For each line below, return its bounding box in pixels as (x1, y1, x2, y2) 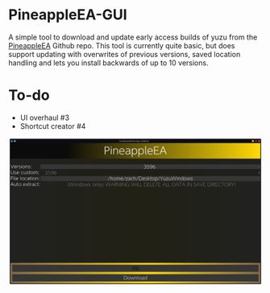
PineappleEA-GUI (8, 6, 127, 24)
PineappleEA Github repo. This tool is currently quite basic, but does (8, 40, 235, 50)
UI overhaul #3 (19, 113, 70, 122)
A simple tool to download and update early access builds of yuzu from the (8, 32, 258, 42)
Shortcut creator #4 (19, 121, 86, 130)
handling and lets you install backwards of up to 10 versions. (8, 58, 209, 68)
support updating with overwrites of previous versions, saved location (8, 49, 241, 59)
